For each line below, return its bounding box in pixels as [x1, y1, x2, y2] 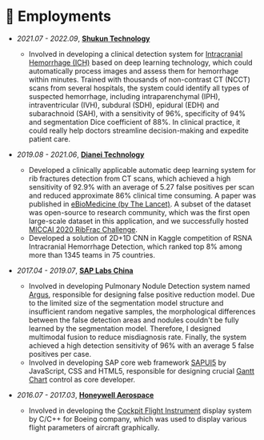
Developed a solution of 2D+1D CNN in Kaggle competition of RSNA [28, 233, 253, 242]
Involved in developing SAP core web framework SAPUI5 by [28, 358, 226, 367]
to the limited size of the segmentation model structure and [28, 298, 224, 307]
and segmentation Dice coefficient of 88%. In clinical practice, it [28, 117, 241, 126]
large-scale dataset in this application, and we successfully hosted [28, 216, 249, 226]
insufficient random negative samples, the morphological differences [28, 306, 256, 316]
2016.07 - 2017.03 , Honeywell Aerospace [16, 390, 154, 399]
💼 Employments [5, 7, 111, 26]
